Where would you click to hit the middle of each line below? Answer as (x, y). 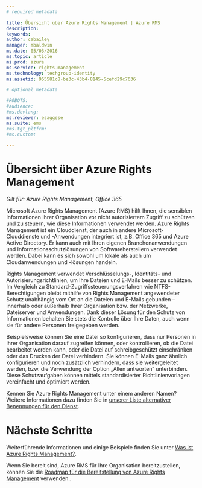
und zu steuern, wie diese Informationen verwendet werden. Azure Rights (98, 223)
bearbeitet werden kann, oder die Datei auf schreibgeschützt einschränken (99, 350)
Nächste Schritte (49, 431)
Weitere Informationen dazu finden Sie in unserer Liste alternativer (89, 400)
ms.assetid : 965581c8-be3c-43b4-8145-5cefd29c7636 (71, 79)
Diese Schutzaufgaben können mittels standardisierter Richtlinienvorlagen (98, 376)
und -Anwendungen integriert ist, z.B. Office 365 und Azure (115, 237)
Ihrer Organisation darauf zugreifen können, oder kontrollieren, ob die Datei (100, 343)
